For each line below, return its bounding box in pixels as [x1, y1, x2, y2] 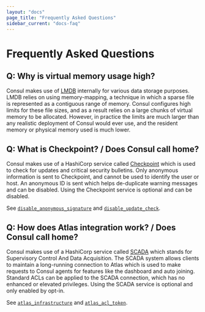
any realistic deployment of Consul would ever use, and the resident [6, 120, 178, 127]
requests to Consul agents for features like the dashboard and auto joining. [6, 267, 195, 275]
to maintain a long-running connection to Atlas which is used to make [6, 261, 181, 268]
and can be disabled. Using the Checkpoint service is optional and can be [6, 186, 193, 193]
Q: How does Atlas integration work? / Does [6, 222, 176, 232]
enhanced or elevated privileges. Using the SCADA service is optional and [6, 281, 193, 288]
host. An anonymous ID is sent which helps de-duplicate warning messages [6, 180, 198, 187]
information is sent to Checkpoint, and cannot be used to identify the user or [6, 173, 199, 180]
